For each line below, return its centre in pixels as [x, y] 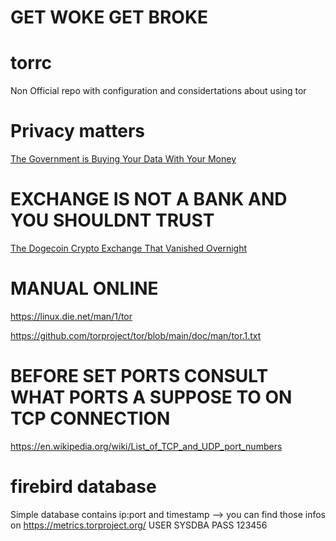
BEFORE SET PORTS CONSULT [139, 376]
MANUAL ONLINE [84, 288]
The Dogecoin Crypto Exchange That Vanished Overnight [128, 248]
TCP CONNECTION [90, 418]
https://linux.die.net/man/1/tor [71, 316]
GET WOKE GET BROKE [109, 17]
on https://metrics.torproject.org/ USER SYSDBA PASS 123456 [139, 525]
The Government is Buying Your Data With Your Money [123, 159]
